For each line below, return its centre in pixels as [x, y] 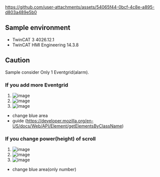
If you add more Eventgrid [37, 85]
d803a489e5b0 [21, 12]
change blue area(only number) [44, 170]
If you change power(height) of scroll [50, 139]
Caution [18, 60]
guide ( [19, 120]
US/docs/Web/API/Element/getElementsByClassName [67, 126]
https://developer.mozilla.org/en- [60, 120]
